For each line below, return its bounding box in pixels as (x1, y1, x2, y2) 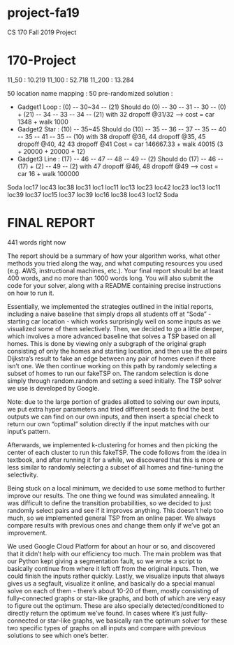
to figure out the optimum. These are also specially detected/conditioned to (7, 601, 225, 609)
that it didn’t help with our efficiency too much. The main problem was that (7, 549, 222, 558)
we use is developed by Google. (7, 384, 100, 392)
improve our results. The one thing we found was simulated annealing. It (7, 491, 215, 500)
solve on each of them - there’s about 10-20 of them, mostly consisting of (7, 586, 219, 595)
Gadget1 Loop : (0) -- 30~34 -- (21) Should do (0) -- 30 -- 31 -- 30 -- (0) (17, 103, 227, 111)
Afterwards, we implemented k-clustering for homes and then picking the (7, 440, 218, 449)
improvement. (7, 528, 47, 537)
